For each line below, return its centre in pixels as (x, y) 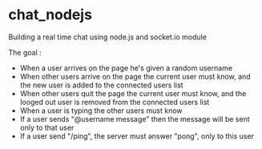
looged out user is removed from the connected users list (115, 102)
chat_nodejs (50, 15)
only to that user (47, 127)
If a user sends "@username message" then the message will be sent (135, 119)
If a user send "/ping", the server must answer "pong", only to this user (137, 136)
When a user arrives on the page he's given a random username (126, 68)
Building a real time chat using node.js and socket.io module (107, 37)
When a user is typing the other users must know (101, 111)
